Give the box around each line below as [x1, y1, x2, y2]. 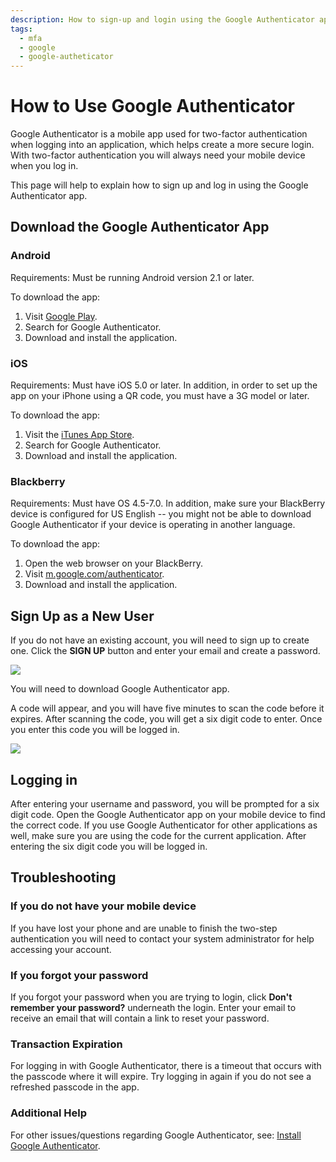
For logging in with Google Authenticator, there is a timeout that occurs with [10, 1060, 322, 1072]
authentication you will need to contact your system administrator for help [10, 932, 315, 945]
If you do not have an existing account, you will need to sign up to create [10, 634, 310, 646]
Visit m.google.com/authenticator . [24, 568, 165, 580]
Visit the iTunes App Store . [24, 429, 135, 441]
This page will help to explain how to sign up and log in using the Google [10, 179, 309, 191]
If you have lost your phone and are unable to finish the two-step [10, 922, 278, 934]
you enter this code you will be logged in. [10, 724, 180, 736]
